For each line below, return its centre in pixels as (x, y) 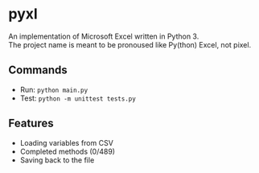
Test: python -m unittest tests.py (78, 98)
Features (31, 124)
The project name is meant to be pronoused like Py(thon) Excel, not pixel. (130, 44)
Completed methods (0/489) (67, 151)
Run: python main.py (54, 89)
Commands (38, 70)
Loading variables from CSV (67, 142)
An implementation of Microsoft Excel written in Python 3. (104, 36)
